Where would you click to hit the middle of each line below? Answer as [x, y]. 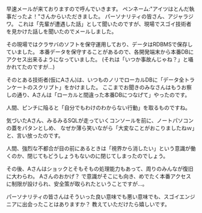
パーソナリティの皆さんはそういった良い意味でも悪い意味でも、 [85, 197]
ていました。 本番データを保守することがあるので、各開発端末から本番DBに [100, 52]
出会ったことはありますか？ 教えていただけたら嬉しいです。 [96, 204]
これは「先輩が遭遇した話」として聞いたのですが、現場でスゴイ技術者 [105, 24]
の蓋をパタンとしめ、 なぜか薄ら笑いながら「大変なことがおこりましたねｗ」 [100, 128]
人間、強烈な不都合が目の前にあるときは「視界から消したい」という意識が [98, 148]
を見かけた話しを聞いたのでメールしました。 [62, 31]
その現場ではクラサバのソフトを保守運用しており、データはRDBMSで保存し [99, 44]
